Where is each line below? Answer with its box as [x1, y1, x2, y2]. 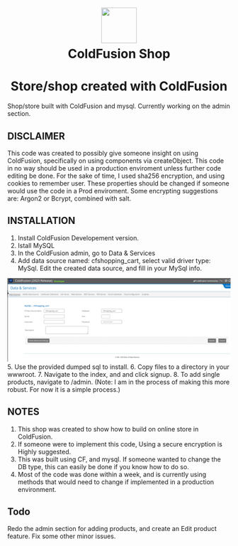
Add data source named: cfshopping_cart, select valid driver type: [17, 256, 211, 264]
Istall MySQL [17, 241, 55, 250]
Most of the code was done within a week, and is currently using [17, 470, 207, 478]
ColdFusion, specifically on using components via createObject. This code [7, 156, 225, 165]
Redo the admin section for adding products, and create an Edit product [7, 525, 217, 533]
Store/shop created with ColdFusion [10, 78, 228, 95]
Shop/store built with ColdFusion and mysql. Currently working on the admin [7, 102, 230, 110]
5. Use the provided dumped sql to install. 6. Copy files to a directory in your [7, 363, 230, 371]
